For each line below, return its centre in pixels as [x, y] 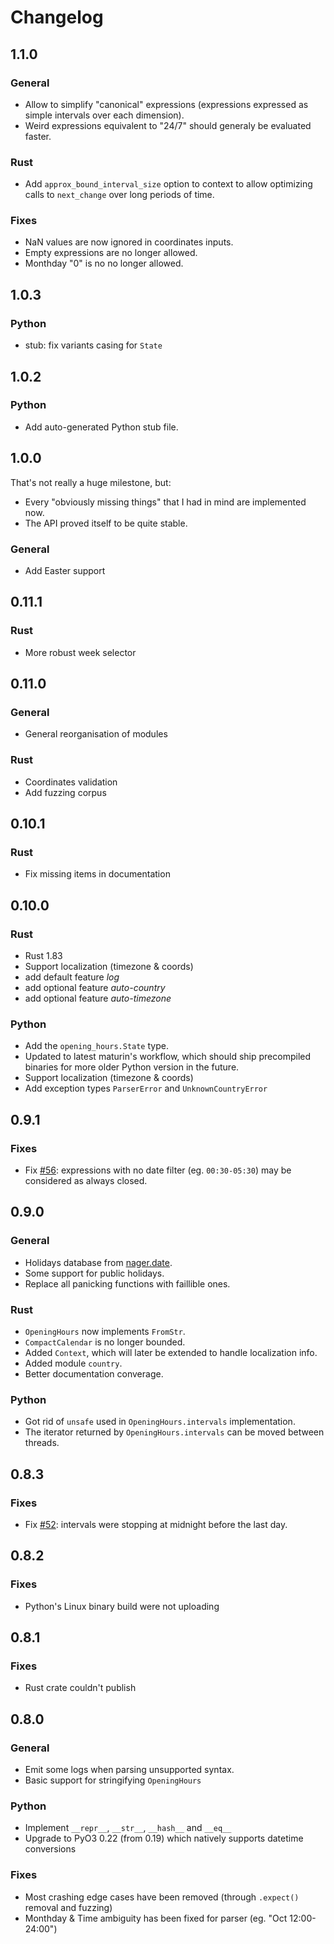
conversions [50, 1849]
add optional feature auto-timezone [98, 998]
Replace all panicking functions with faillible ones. [127, 1283]
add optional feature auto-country [95, 987]
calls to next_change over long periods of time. [119, 195]
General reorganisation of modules [96, 734]
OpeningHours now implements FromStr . [105, 1331]
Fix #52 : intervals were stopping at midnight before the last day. [156, 1524]
